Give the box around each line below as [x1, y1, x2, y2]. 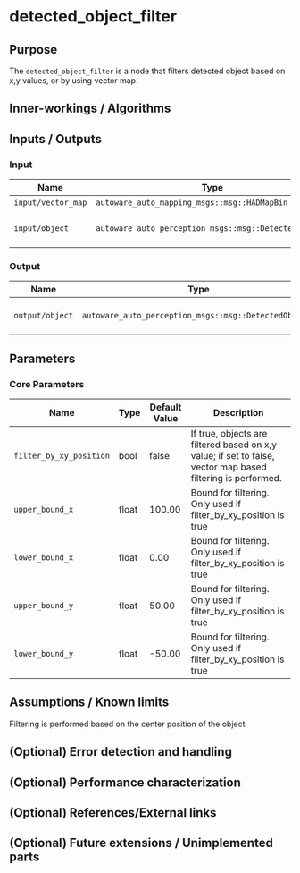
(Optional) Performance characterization [9, 775, 241, 790]
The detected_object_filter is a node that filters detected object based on [9, 65, 286, 76]
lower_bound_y [13, 648, 74, 659]
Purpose [9, 42, 58, 57]
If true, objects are [190, 428, 268, 440]
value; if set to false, [190, 450, 275, 462]
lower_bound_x [13, 553, 74, 563]
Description [212, 407, 264, 420]
